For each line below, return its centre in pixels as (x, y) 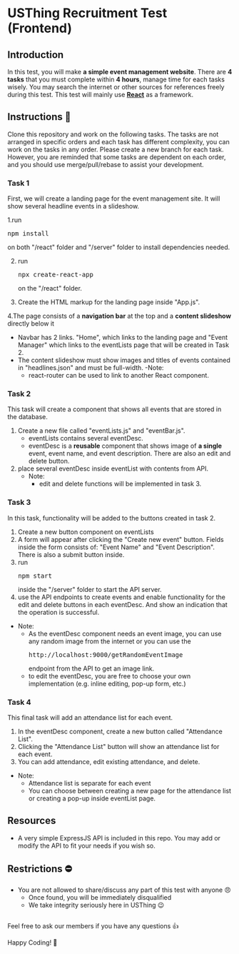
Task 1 (19, 183)
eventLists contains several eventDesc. (86, 438)
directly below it (31, 323)
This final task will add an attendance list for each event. (90, 718)
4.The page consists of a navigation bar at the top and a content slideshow (119, 316)
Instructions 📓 (39, 117)
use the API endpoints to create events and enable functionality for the (122, 597)
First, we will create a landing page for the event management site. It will (114, 199)
